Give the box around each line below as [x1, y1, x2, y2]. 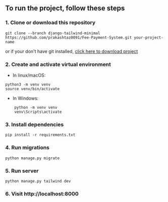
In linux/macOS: [12, 72, 46, 78]
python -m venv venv [14, 105, 58, 110]
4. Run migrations [5, 144, 49, 151]
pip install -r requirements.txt [5, 132, 76, 138]
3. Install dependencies [5, 121, 64, 128]
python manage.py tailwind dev [5, 178, 71, 183]
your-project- [134, 35, 164, 40]
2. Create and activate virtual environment [5, 60, 111, 68]
